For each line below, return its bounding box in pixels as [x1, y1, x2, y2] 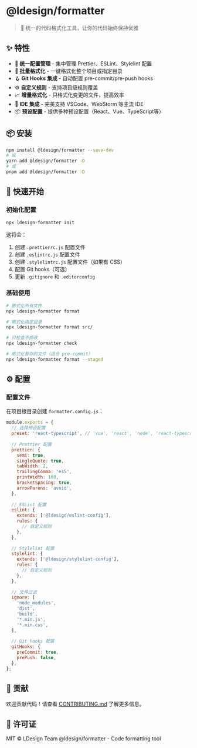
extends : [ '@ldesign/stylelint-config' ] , [16, 556, 119, 563]
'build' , [16, 611, 38, 617]
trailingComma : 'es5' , [16, 469, 72, 475]
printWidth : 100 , [16, 474, 59, 480]
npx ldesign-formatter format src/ [6, 324, 93, 330]
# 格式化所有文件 [6, 302, 42, 308]
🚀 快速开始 [6, 187, 44, 197]
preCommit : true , [16, 649, 59, 656]
